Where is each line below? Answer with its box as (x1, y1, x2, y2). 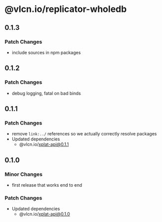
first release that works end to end (11, 182, 82, 188)
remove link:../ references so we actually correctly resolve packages (11, 131, 157, 137)
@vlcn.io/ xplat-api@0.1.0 (19, 211, 70, 217)
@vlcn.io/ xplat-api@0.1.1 (19, 141, 69, 147)
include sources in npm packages (11, 49, 81, 55)
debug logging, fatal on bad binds (11, 90, 81, 96)
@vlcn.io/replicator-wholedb (4, 3, 127, 15)
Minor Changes (4, 171, 43, 178)
